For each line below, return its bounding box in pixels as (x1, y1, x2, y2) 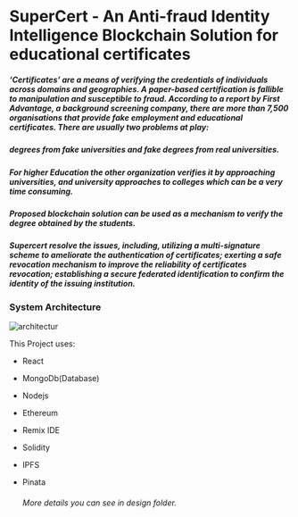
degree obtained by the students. (9, 217, 137, 229)
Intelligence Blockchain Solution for (9, 25, 279, 46)
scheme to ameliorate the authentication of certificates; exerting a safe (9, 250, 282, 261)
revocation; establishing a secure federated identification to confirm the (9, 269, 285, 279)
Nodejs (21, 390, 49, 401)
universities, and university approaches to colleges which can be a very (9, 176, 283, 187)
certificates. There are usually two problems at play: (9, 121, 210, 132)
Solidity (21, 442, 51, 453)
